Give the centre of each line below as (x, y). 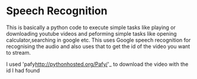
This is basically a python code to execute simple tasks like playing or (91, 27)
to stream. (19, 52)
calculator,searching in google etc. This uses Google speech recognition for (98, 40)
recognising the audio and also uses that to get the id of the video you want (98, 46)
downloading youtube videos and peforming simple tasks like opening (91, 33)
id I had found (23, 70)
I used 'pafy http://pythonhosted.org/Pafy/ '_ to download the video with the (97, 64)
